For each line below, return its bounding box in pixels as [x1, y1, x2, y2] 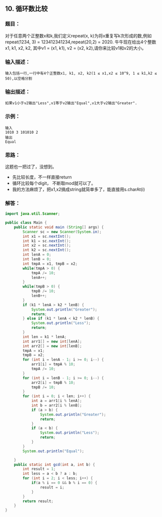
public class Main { [5, 220, 47, 225]
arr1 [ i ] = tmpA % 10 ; [31, 362, 76, 367]
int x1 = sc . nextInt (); [23, 234, 71, 239]
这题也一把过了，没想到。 [5, 164, 57, 170]
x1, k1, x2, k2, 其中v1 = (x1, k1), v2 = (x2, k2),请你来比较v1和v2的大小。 [5, 45, 146, 51]
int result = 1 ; [23, 466, 56, 472]
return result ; [23, 498, 54, 504]
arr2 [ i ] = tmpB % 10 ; [31, 380, 76, 385]
